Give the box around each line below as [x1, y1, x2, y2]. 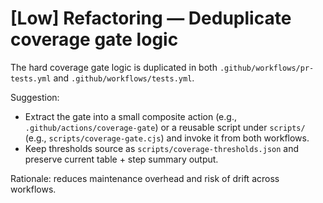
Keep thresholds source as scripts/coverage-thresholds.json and [24, 142, 300, 154]
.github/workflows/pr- [219, 63, 315, 73]
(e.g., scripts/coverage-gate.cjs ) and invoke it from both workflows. [24, 132, 310, 144]
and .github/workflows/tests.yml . [53, 72, 195, 84]
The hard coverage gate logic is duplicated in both [10, 61, 218, 73]
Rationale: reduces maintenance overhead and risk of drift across [10, 172, 280, 184]
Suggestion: [10, 91, 60, 103]
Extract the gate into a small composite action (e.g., [24, 110, 237, 122]
